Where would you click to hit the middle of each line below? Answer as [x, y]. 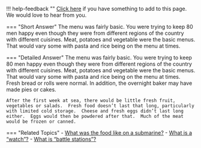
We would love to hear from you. [46, 15]
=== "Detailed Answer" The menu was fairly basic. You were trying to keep [99, 57]
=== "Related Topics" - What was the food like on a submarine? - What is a [99, 133]
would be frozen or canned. [41, 122]
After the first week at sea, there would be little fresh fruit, [91, 100]
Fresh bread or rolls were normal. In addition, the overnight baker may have [99, 83]
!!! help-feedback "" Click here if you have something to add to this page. [97, 9]
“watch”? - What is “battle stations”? [51, 139]
